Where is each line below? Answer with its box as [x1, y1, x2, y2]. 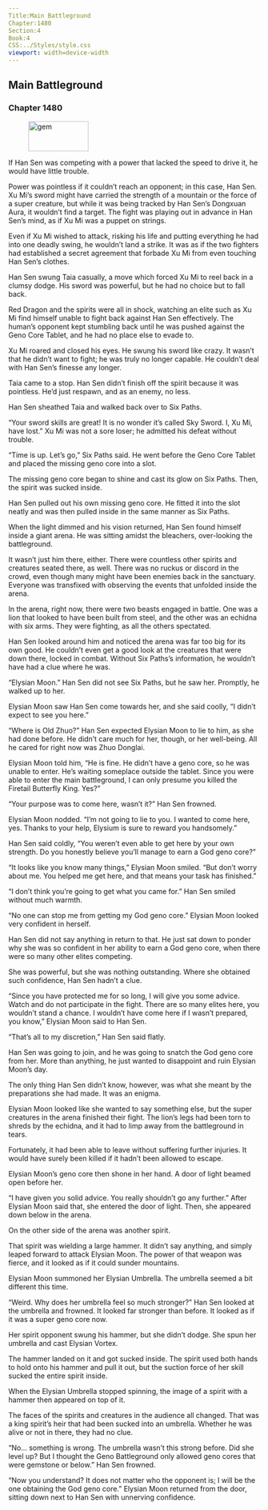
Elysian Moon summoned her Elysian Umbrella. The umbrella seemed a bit [8, 1273, 254, 1283]
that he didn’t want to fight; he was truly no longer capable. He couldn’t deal [8, 354, 259, 364]
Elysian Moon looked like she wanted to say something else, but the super [8, 1104, 253, 1113]
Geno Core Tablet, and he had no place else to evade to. [8, 330, 194, 340]
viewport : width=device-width [8, 49, 110, 57]
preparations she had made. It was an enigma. [8, 1089, 162, 1098]
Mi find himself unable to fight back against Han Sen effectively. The [8, 313, 234, 322]
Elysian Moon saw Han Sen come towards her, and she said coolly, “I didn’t [8, 701, 256, 711]
